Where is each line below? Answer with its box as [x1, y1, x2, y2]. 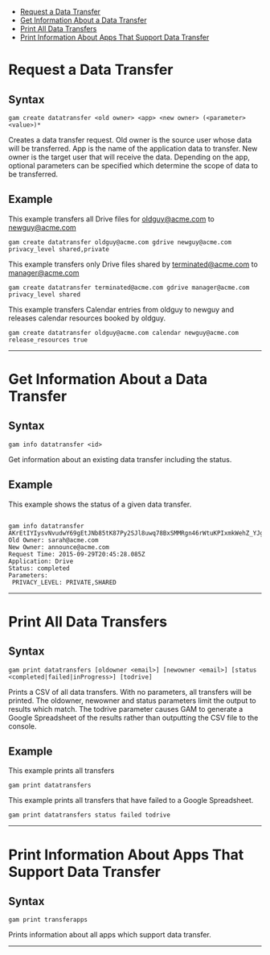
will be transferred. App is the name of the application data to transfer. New [8, 144, 258, 153]
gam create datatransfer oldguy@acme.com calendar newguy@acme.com [8, 329, 239, 337]
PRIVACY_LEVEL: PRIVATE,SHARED [11, 578, 117, 586]
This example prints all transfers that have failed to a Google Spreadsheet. [8, 796, 254, 805]
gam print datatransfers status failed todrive [8, 811, 171, 820]
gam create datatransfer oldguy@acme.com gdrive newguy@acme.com [8, 238, 231, 246]
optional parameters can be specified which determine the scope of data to [8, 161, 259, 170]
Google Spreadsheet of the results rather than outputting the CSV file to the [8, 713, 259, 722]
